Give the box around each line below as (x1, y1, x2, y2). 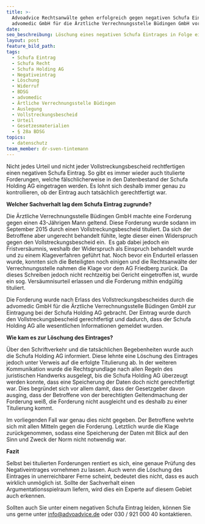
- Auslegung (12, 105, 43, 112)
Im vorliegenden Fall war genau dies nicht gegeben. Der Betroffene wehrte (6, 416, 194, 423)
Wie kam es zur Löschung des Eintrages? (6, 333, 113, 341)
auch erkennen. (6, 492, 46, 499)
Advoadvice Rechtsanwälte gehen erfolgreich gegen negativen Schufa (12, 15, 190, 21)
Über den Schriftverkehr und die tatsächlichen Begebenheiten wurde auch (6, 346, 193, 353)
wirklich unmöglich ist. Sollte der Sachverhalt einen (6, 479, 135, 486)
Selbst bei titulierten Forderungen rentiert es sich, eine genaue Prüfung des (6, 459, 196, 466)
